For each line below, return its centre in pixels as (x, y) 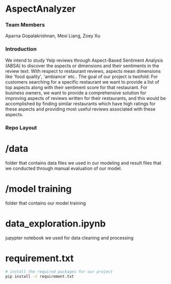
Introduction (21, 49)
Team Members (25, 25)
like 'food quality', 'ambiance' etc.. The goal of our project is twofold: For (82, 76)
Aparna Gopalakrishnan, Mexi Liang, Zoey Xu (53, 36)
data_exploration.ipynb (56, 224)
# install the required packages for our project (59, 272)
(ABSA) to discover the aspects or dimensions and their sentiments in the (82, 66)
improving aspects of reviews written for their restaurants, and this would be (86, 98)
